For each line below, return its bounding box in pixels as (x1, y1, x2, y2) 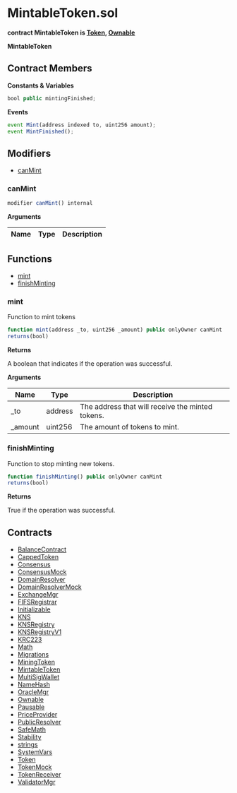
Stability (17, 733, 42, 741)
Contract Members (7, 62, 92, 75)
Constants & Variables (7, 81, 74, 90)
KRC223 (17, 636, 42, 644)
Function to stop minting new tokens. (7, 459, 115, 467)
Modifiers (7, 147, 51, 160)
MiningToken (17, 658, 55, 667)
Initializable (17, 605, 51, 614)
